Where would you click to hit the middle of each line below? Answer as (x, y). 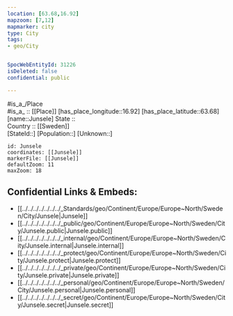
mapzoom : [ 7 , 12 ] (31, 20)
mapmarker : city (31, 27)
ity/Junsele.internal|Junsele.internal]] (71, 246)
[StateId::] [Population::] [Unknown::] (60, 133)
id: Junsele (24, 146)
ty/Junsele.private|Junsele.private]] (68, 276)
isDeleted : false (32, 71)
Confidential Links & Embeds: (72, 192)
